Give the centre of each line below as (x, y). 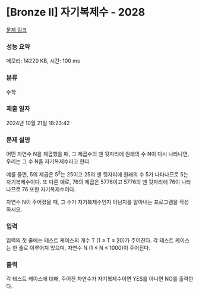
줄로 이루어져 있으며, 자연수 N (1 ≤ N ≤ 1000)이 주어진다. (84, 248)
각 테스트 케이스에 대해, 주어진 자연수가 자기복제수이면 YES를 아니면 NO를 (92, 279)
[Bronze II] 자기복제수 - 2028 (76, 12)
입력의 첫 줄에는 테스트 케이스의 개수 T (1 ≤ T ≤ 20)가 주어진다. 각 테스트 (90, 240)
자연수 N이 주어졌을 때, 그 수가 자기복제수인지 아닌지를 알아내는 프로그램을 (92, 202)
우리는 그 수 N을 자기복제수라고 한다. (48, 162)
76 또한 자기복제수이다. (49, 189)
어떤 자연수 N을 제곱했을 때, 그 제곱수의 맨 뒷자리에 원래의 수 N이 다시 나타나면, (98, 154)
